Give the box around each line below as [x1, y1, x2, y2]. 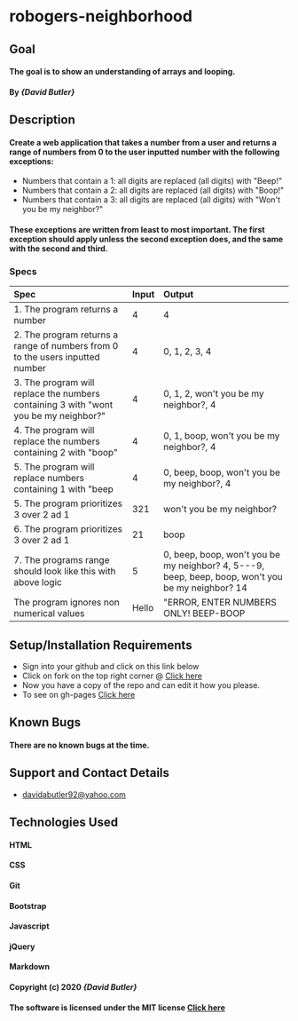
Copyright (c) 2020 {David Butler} [9, 982, 137, 992]
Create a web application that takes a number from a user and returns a [9, 137, 278, 147]
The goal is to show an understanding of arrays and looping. [9, 67, 236, 77]
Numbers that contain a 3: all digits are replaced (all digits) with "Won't [21, 194, 281, 205]
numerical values [13, 607, 85, 620]
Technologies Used [9, 815, 118, 830]
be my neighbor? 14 [163, 582, 248, 594]
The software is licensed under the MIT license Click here [9, 1001, 226, 1013]
